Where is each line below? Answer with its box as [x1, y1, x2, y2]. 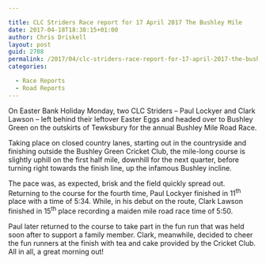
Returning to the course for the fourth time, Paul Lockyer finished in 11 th [8, 187, 241, 198]
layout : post [8, 40, 51, 48]
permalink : [8, 55, 44, 63]
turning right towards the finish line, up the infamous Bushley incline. [8, 163, 232, 172]
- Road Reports [15, 84, 66, 92]
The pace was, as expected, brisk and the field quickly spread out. [8, 179, 226, 188]
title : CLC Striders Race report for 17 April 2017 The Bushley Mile [8, 18, 243, 26]
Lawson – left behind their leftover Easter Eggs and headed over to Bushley [8, 114, 253, 123]
